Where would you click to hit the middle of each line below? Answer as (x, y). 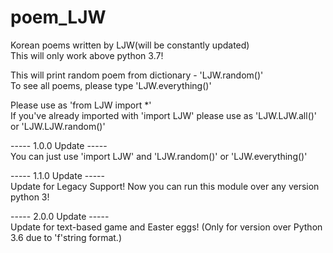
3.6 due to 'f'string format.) (66, 237)
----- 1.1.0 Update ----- (57, 175)
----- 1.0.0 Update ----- (59, 145)
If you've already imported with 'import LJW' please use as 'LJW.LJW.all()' (164, 115)
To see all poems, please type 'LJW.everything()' (111, 85)
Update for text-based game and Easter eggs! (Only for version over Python (166, 227)
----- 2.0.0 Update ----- (60, 216)
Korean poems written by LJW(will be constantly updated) (130, 45)
